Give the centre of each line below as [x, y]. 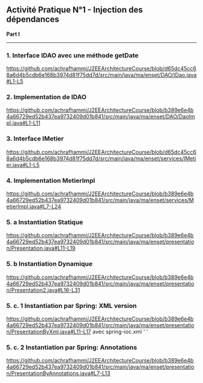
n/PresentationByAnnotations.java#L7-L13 [58, 373]
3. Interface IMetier [35, 139]
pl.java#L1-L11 [23, 123]
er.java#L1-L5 [23, 165]
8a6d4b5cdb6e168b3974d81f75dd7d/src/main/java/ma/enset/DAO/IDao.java [101, 75]
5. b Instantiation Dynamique [49, 264]
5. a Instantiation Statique [45, 222]
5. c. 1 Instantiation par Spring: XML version [72, 306]
